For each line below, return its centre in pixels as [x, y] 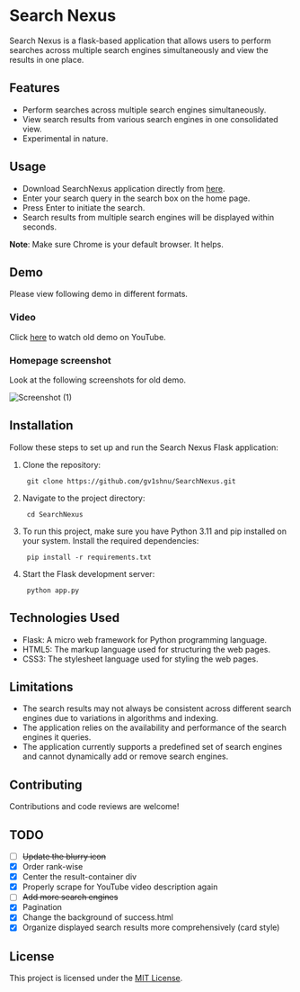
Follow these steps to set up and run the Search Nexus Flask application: [144, 447]
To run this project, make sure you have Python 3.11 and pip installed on [154, 531]
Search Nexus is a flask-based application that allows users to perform [141, 41]
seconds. [40, 227]
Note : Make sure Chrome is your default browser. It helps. [117, 244]
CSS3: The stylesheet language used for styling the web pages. [140, 659]
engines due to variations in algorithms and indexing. [120, 718]
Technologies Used [64, 618]
